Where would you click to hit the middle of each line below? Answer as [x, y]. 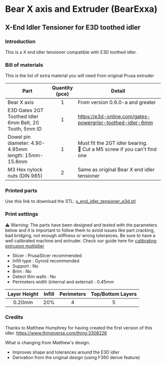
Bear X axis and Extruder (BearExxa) [81, 9]
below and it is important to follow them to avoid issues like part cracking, [80, 230]
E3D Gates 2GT [26, 111]
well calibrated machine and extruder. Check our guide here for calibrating [81, 241]
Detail [118, 91]
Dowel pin [19, 137]
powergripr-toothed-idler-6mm [115, 123]
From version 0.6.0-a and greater [117, 102]
